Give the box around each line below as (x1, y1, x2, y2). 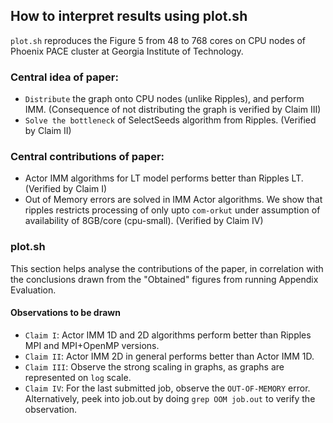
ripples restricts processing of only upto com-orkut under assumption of (24, 204, 321, 216)
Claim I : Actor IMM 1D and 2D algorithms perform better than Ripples (24, 329, 312, 341)
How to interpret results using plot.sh (10, 8, 248, 25)
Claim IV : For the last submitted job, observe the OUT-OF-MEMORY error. (24, 382, 311, 394)
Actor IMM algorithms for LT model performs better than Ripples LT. (24, 172, 304, 184)
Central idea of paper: (10, 70, 119, 84)
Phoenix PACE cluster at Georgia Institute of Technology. (10, 45, 244, 57)
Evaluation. (10, 284, 57, 296)
